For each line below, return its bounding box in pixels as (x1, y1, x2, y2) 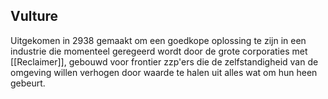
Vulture (10, 8, 59, 25)
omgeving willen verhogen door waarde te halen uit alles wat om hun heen (10, 66, 318, 78)
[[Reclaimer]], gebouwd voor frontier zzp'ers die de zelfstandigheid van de (10, 55, 319, 68)
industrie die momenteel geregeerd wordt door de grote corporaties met (10, 45, 308, 57)
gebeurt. (10, 77, 46, 89)
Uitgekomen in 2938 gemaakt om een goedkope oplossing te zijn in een (10, 34, 307, 46)
